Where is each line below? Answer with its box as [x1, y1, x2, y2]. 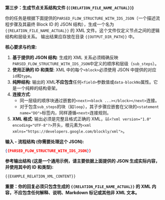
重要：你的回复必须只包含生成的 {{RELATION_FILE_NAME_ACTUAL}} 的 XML [5, 183, 151, 189]
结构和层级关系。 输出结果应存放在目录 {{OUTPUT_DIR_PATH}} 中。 [5, 34, 137, 39]
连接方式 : [12, 91, 31, 97]
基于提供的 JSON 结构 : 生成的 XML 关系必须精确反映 [12, 55, 119, 60]
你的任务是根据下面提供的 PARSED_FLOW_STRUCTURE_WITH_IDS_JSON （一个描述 [5, 15, 156, 21]
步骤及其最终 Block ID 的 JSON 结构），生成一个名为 [9, 22, 114, 27]
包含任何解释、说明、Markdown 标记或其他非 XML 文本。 [22, 189, 139, 196]
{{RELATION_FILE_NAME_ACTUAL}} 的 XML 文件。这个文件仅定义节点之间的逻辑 [5, 28, 160, 33]
